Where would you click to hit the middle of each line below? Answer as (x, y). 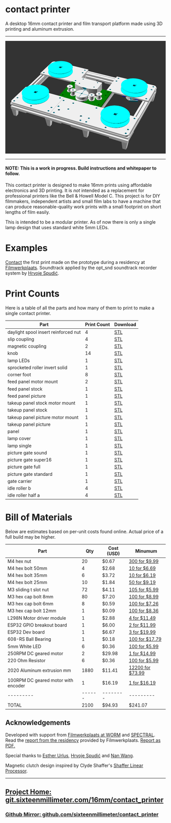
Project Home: (28, 792)
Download (125, 325)
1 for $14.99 (142, 653)
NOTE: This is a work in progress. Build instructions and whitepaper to (81, 168)
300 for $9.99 (144, 561)
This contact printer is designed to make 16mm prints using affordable (79, 185)
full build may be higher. (31, 537)
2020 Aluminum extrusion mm (39, 670)
